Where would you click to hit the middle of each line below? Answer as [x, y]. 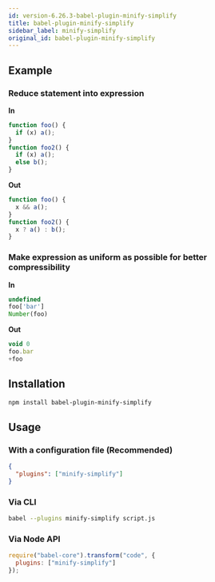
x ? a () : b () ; [41, 229]
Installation [37, 384]
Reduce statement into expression [76, 93]
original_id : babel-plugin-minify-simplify [82, 38]
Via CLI [22, 502]
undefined [25, 299]
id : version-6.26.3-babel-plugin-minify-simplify [93, 16]
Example [30, 70]
